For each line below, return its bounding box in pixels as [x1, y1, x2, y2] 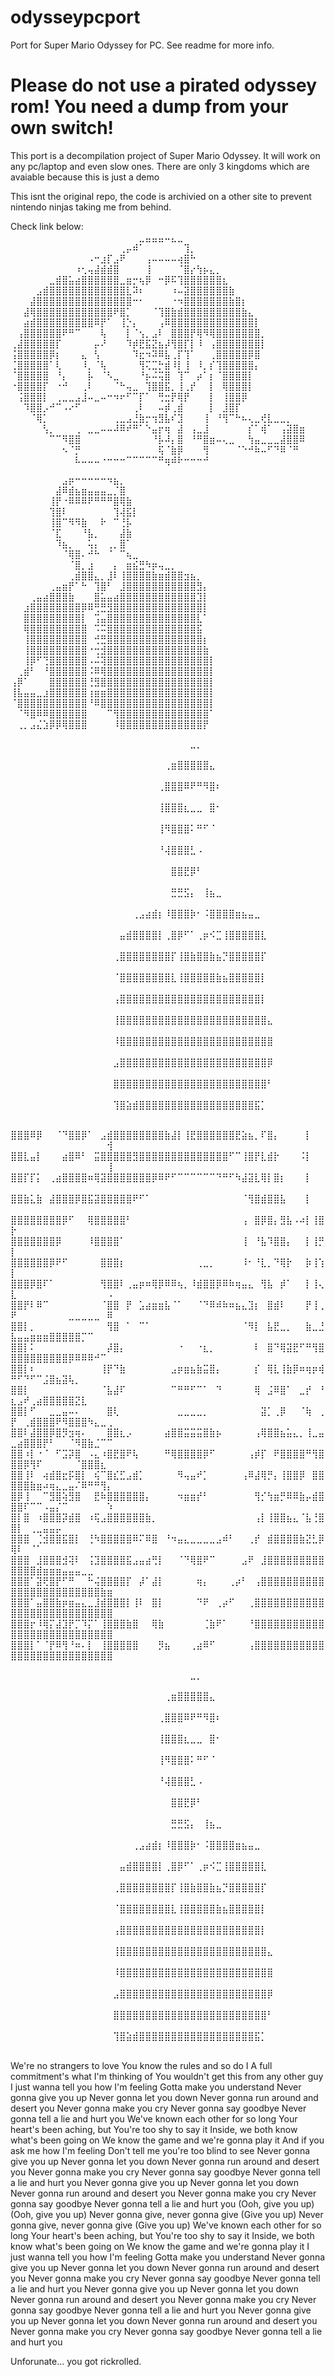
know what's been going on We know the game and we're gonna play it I [10, 2240, 310, 2252]
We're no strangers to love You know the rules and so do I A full [10, 2059, 273, 2071]
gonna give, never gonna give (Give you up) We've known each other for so [10, 2219, 322, 2231]
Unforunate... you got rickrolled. [10, 2355, 142, 2367]
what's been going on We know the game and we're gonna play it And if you [10, 2134, 325, 2146]
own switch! [10, 117, 115, 140]
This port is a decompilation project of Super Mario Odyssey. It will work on [10, 149, 321, 161]
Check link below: [10, 220, 84, 232]
